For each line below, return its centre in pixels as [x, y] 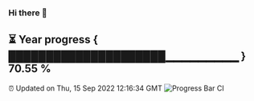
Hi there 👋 [28, 13]
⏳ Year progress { [53, 40]
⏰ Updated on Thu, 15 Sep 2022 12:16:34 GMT [85, 88]
